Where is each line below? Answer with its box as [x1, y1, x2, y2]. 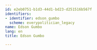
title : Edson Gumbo [5, 34, 45, 39]
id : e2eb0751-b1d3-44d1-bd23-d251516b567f [5, 7, 92, 12]
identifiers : [5, 11, 32, 16]
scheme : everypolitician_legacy [9, 20, 75, 25]
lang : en [5, 29, 23, 34]
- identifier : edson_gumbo [5, 16, 60, 20]
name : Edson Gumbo [5, 25, 42, 30]
